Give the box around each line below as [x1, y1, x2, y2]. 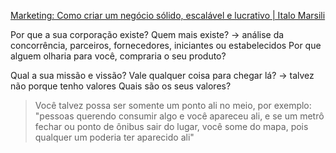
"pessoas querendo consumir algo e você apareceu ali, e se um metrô [34, 110, 325, 122]
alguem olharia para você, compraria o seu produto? [10, 50, 227, 62]
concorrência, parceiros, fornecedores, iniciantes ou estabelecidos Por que [10, 40, 322, 51]
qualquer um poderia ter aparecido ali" [34, 131, 195, 143]
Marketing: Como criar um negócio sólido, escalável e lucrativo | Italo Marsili [10, 10, 326, 21]
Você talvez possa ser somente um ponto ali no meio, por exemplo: [34, 100, 312, 111]
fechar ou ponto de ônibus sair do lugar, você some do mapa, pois [34, 121, 309, 132]
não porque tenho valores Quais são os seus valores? [10, 80, 232, 92]
